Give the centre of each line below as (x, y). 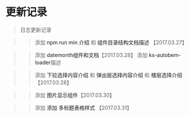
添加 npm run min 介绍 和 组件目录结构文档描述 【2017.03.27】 (111, 42)
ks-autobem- (165, 55)
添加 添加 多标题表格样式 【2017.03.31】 (83, 107)
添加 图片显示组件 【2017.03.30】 (75, 95)
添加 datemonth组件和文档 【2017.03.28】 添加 (91, 55)
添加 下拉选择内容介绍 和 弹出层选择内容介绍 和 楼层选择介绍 (109, 75)
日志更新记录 (36, 30)
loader (43, 62)
